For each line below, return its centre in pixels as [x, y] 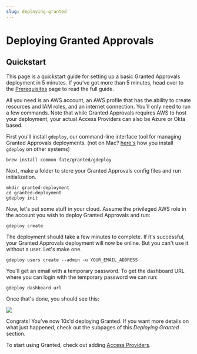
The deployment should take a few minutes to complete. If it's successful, [96, 237]
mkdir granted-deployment [38, 188]
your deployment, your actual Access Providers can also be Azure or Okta [96, 119]
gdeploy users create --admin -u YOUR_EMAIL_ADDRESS [72, 260]
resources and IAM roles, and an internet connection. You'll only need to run [98, 106]
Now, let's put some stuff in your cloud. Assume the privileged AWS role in [96, 208]
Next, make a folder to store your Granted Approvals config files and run [94, 170]
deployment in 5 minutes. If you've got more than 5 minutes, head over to [95, 82]
